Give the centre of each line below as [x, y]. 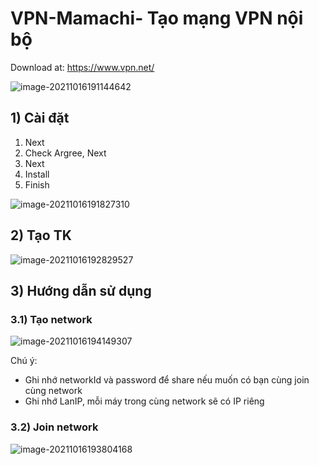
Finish [37, 184]
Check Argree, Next [65, 153]
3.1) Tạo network [51, 319]
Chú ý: [24, 361]
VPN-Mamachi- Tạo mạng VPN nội [157, 18]
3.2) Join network [54, 427]
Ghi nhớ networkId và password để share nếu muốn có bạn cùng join [167, 380]
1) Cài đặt [40, 118]
